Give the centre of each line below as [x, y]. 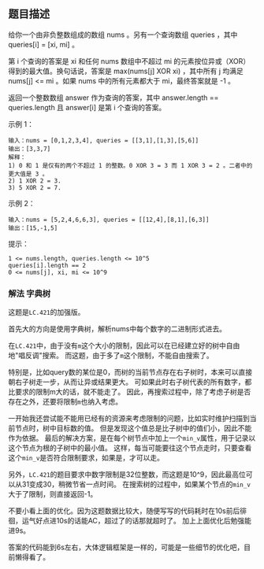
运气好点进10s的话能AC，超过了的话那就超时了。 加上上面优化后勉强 [133, 521]
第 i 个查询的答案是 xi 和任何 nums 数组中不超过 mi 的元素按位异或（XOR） [129, 61]
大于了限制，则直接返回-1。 [53, 494]
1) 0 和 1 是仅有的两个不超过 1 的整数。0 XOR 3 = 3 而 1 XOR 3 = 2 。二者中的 [130, 165]
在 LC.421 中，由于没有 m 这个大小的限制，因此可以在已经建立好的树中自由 [124, 345]
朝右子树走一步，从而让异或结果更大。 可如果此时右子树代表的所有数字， [126, 382]
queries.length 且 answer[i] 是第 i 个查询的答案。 [87, 107]
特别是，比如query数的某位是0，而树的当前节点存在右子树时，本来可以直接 [130, 372]
